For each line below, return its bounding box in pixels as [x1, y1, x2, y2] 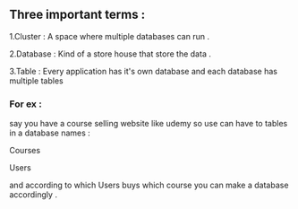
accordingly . [9, 189, 58, 200]
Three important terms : [9, 7, 146, 22]
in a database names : [9, 127, 91, 138]
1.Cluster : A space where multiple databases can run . [9, 30, 210, 41]
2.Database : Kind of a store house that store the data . [9, 48, 212, 59]
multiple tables [9, 75, 64, 86]
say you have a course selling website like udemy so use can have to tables [9, 118, 288, 129]
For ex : [9, 98, 42, 110]
